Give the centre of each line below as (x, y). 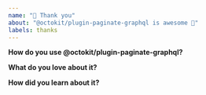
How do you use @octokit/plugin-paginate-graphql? (96, 53)
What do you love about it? (53, 68)
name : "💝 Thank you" (42, 15)
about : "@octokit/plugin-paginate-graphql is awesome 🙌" (103, 23)
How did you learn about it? (54, 82)
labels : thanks (33, 30)
